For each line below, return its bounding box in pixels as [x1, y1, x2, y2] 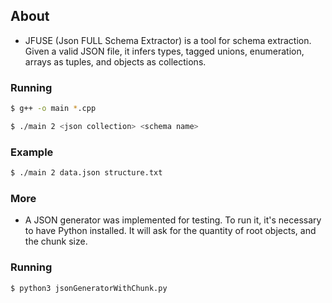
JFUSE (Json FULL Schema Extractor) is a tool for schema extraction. [24, 34, 312, 46]
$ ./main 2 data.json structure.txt [10, 168, 163, 178]
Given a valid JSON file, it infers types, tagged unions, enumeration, [24, 45, 305, 57]
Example [10, 145, 54, 159]
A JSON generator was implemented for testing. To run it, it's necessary [24, 214, 322, 226]
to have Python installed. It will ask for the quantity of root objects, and [24, 225, 317, 237]
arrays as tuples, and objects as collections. [24, 55, 207, 68]
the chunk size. [24, 235, 88, 248]
